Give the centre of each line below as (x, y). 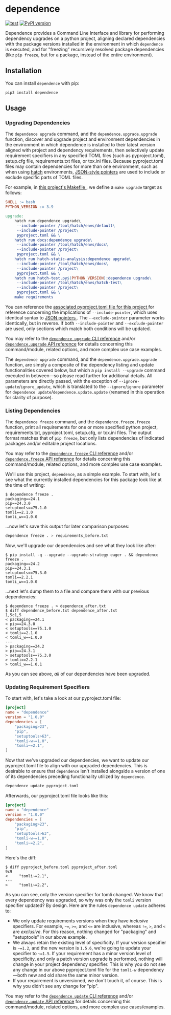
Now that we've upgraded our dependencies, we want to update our (77, 760)
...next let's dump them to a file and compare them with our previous (77, 591)
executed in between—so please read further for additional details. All (79, 375)
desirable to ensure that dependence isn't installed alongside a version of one (85, 771)
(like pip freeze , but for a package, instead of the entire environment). (79, 55)
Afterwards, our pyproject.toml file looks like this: (57, 796)
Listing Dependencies (33, 411)
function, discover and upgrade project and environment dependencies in (83, 139)
